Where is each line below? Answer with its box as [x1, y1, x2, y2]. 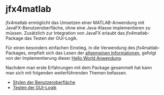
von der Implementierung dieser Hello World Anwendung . [5, 55, 123, 61]
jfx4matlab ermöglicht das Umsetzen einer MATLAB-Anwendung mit [5, 20, 145, 25]
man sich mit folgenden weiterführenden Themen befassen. [5, 70, 127, 75]
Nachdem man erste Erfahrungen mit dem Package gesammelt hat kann [5, 65, 152, 71]
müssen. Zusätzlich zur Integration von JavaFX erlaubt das [5, 30, 125, 36]
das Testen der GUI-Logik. [24, 35, 78, 41]
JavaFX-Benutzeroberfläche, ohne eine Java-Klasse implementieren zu [5, 24, 151, 30]
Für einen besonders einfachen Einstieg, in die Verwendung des [5, 45, 135, 50]
